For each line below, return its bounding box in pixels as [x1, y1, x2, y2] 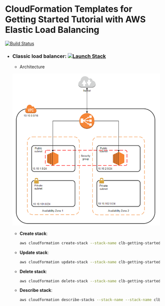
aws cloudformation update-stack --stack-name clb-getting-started [19, 259, 161, 264]
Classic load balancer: [12, 52, 67, 59]
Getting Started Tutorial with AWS [5, 14, 146, 25]
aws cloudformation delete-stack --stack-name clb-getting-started [19, 279, 161, 283]
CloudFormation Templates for [5, 3, 133, 15]
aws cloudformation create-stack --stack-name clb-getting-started [19, 240, 161, 246]
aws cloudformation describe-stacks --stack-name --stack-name [19, 298, 152, 303]
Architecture [19, 64, 45, 70]
